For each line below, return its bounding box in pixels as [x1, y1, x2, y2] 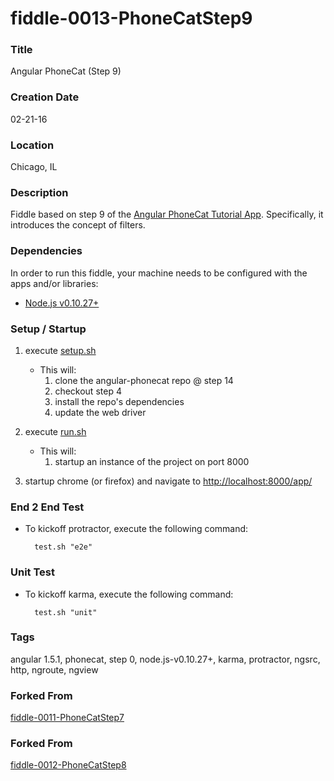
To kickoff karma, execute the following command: [24, 588, 234, 600]
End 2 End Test [10, 500, 85, 514]
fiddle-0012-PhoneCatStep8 [10, 759, 127, 771]
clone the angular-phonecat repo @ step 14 [54, 374, 234, 386]
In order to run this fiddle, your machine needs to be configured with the [10, 267, 308, 279]
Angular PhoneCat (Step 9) [10, 65, 122, 77]
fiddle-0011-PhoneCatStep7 [10, 712, 125, 724]
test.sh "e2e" [34, 542, 93, 552]
